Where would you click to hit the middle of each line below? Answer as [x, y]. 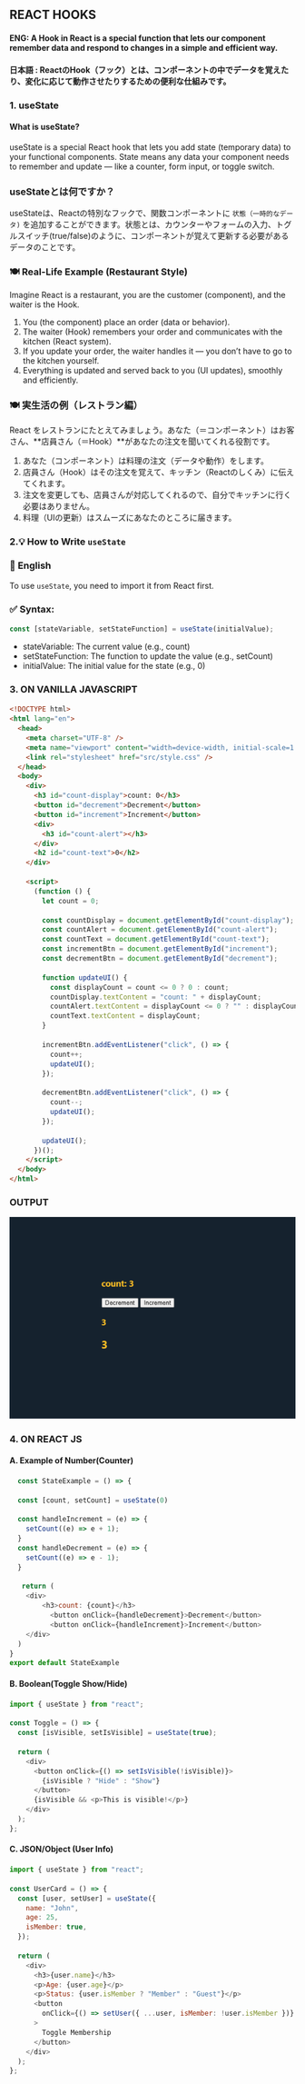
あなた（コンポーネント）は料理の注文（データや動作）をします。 [146, 460]
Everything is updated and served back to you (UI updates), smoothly [152, 371]
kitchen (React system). [67, 342]
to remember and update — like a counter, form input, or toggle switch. [142, 166]
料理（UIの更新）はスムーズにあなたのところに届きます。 [129, 517]
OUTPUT [29, 1202]
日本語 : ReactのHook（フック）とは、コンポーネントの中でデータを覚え [145, 70]
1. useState [34, 105]
